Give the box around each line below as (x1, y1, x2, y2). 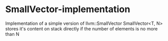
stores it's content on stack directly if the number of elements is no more (5, 25, 158, 31)
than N (5, 31, 19, 37)
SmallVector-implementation (5, 4, 131, 15)
